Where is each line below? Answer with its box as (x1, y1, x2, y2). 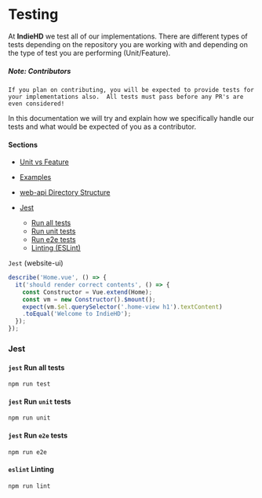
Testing (8, 5, 59, 24)
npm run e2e (8, 448, 47, 456)
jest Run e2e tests (8, 430, 68, 441)
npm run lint (8, 482, 51, 490)
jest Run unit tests (8, 397, 71, 406)
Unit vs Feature (19, 157, 69, 167)
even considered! (8, 100, 65, 108)
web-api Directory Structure (19, 188, 111, 197)
